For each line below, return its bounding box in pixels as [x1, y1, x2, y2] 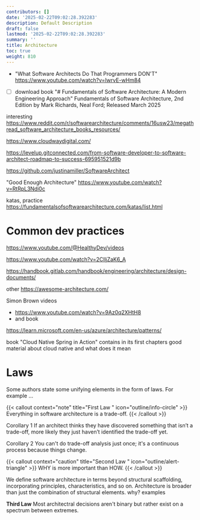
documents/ [6, 274, 36, 281]
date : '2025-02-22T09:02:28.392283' [6, 14, 98, 20]
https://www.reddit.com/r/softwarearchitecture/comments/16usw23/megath [6, 119, 194, 126]
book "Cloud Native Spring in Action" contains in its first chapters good [6, 338, 182, 346]
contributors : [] [6, 8, 50, 15]
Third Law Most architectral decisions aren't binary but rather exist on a [6, 500, 184, 507]
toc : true [6, 48, 31, 54]
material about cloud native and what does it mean [6, 344, 131, 352]
